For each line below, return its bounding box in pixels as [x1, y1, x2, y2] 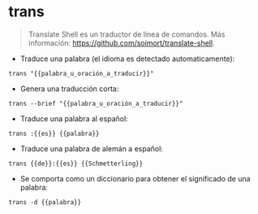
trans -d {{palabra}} [8, 198, 82, 206]
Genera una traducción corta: [19, 84, 119, 94]
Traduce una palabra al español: [19, 113, 128, 124]
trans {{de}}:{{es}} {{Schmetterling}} [8, 159, 144, 168]
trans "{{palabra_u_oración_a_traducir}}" [8, 69, 154, 77]
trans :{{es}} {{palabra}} [8, 129, 100, 138]
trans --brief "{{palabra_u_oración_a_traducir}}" [8, 99, 183, 107]
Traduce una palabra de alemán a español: [19, 143, 164, 153]
